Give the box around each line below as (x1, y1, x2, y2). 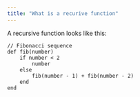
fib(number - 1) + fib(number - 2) (32, 72, 134, 79)
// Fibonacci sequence (7, 42, 72, 49)
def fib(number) (7, 48, 54, 55)
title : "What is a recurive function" (7, 10, 119, 17)
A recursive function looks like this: (7, 29, 107, 37)
